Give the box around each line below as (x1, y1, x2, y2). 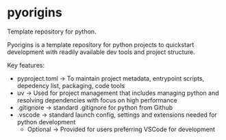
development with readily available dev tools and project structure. (7, 48, 195, 56)
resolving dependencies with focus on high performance (16, 96, 177, 104)
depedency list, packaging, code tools (16, 81, 125, 89)
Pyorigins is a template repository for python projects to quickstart (7, 40, 194, 48)
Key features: (7, 61, 45, 69)
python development (16, 117, 76, 126)
